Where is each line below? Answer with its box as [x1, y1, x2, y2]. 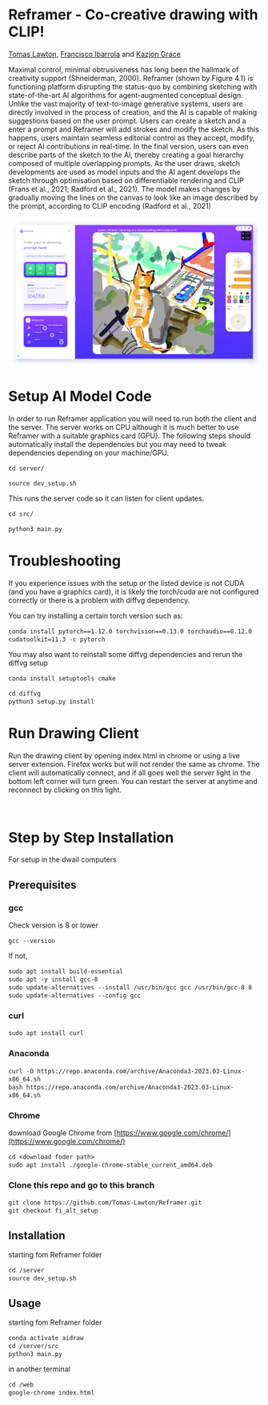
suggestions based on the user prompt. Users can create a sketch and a [8, 116, 246, 125]
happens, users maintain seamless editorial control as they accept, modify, [8, 132, 255, 142]
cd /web [8, 1380, 34, 1389]
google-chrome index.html [8, 1388, 94, 1397]
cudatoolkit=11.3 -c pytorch [8, 635, 106, 644]
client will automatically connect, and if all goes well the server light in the [8, 768, 251, 778]
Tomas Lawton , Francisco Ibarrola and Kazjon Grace [8, 49, 182, 59]
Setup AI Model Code [8, 387, 152, 405]
